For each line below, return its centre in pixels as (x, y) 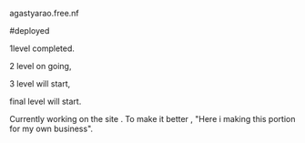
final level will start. (46, 101)
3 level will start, (40, 84)
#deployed (30, 31)
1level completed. (42, 48)
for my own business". (51, 128)
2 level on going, (41, 66)
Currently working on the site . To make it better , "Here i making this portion (152, 119)
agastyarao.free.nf (44, 13)
